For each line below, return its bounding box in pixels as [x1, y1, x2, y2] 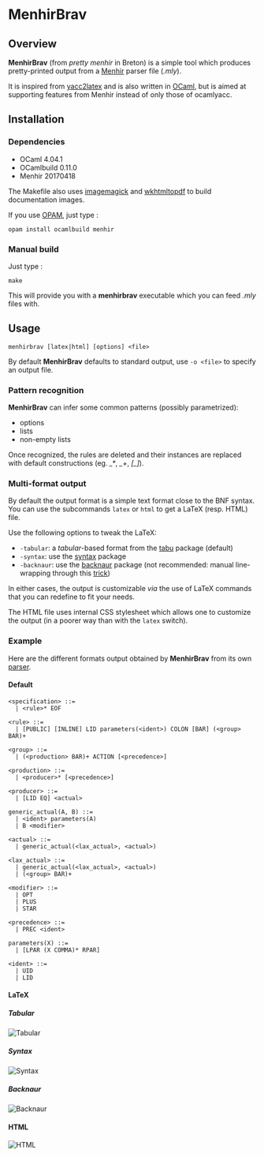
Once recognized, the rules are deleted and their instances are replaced [8, 450, 242, 459]
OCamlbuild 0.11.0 [19, 163, 77, 172]
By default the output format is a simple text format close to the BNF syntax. [8, 496, 255, 506]
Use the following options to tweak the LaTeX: [8, 528, 158, 537]
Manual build [8, 243, 59, 254]
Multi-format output [8, 478, 87, 489]
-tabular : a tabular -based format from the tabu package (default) [19, 543, 234, 553]
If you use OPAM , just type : [8, 210, 99, 219]
